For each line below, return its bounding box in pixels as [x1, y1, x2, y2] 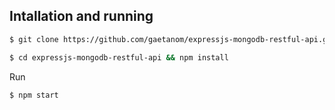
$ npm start [9, 90, 59, 100]
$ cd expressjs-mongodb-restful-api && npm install [9, 52, 229, 63]
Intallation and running [9, 8, 154, 25]
